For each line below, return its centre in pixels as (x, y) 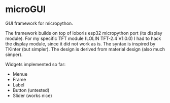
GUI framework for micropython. (39, 23)
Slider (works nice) (32, 95)
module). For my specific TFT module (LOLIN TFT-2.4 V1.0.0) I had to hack (83, 38)
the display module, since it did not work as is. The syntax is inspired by (80, 43)
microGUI (25, 9)
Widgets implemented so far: (36, 64)
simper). (14, 55)
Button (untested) (31, 90)
